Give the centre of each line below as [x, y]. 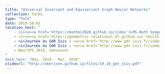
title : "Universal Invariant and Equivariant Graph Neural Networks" [78, 9]
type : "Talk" [18, 18]
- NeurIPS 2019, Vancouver [41, 50]
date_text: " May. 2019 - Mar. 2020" [42, 59]
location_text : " [23, 28]
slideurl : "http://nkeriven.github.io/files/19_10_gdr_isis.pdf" [73, 64]
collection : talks [24, 14]
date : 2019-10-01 [23, 23]
